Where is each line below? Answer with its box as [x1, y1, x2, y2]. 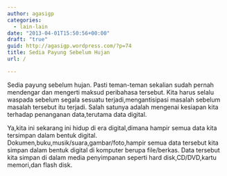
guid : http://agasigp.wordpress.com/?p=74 [7, 42, 132, 49]
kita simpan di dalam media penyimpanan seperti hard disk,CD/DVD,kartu [7, 153, 217, 161]
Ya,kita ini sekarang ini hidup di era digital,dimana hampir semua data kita [7, 123, 217, 132]
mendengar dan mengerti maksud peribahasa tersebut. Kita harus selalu [7, 88, 215, 96]
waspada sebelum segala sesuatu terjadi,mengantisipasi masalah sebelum [7, 95, 221, 104]
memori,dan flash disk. [7, 161, 73, 169]
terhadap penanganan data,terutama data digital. [7, 110, 147, 118]
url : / [7, 56, 26, 63]
